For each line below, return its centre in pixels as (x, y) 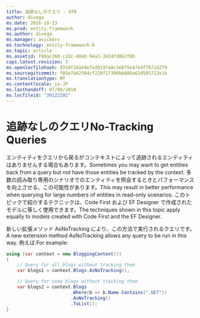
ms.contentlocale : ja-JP (37, 84)
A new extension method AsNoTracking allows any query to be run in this (96, 235)
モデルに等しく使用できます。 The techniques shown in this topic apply (93, 210)
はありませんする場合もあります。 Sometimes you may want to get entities (97, 165)
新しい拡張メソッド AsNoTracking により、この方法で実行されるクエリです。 (101, 229)
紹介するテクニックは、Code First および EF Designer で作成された (109, 202)
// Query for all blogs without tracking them (76, 265)
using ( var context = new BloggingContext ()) (64, 254)
